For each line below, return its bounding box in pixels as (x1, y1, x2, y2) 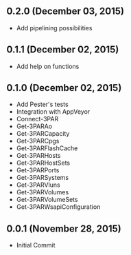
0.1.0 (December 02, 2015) (6, 82, 122, 94)
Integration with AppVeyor (16, 108, 91, 116)
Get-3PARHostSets (16, 159, 70, 167)
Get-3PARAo (16, 122, 53, 130)
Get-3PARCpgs (16, 137, 60, 145)
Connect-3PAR (16, 115, 59, 123)
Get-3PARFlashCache (16, 144, 78, 152)
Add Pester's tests (16, 100, 69, 109)
